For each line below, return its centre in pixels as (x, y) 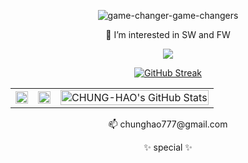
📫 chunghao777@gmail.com (168, 124)
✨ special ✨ (168, 147)
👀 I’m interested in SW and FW (168, 34)
